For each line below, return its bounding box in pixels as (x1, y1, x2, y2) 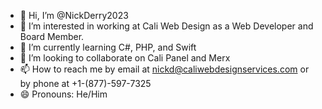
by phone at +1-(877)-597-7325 (19, 78, 152, 89)
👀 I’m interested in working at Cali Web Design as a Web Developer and (19, 20, 314, 32)
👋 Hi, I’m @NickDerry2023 (19, 10, 129, 21)
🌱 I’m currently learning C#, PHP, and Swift (19, 41, 197, 53)
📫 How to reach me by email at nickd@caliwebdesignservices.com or (19, 63, 310, 75)
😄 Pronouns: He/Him (19, 88, 108, 100)
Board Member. (19, 31, 85, 42)
